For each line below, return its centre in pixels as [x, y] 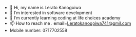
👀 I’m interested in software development [51, 13]
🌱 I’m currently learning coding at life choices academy [65, 18]
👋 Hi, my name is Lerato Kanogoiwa [45, 8]
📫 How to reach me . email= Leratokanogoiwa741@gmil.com [70, 23]
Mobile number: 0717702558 [38, 30]
